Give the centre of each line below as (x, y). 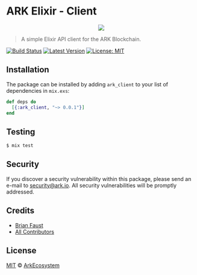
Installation (28, 70)
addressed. (20, 192)
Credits (20, 211)
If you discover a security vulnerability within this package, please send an (99, 179)
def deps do (21, 102)
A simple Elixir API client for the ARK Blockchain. (81, 39)
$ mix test (20, 146)
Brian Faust (29, 225)
